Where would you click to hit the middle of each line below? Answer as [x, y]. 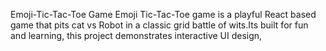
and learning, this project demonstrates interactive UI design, [136, 35]
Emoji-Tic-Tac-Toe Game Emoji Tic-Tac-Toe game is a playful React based [163, 14]
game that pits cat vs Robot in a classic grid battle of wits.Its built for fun [159, 25]
